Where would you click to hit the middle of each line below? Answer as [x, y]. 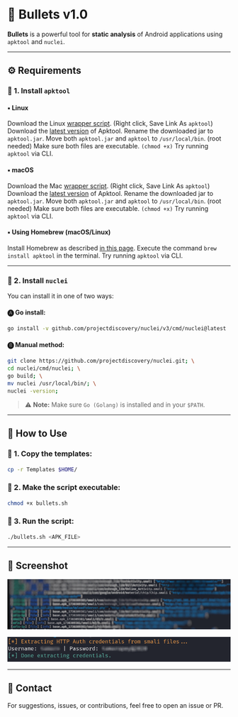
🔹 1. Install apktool [39, 91]
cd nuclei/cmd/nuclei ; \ [44, 368]
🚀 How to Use [37, 433]
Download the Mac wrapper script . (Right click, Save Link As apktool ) [109, 186]
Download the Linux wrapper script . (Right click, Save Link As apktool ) [110, 124]
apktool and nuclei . [36, 41]
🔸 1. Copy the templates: [50, 454]
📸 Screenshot [38, 566]
